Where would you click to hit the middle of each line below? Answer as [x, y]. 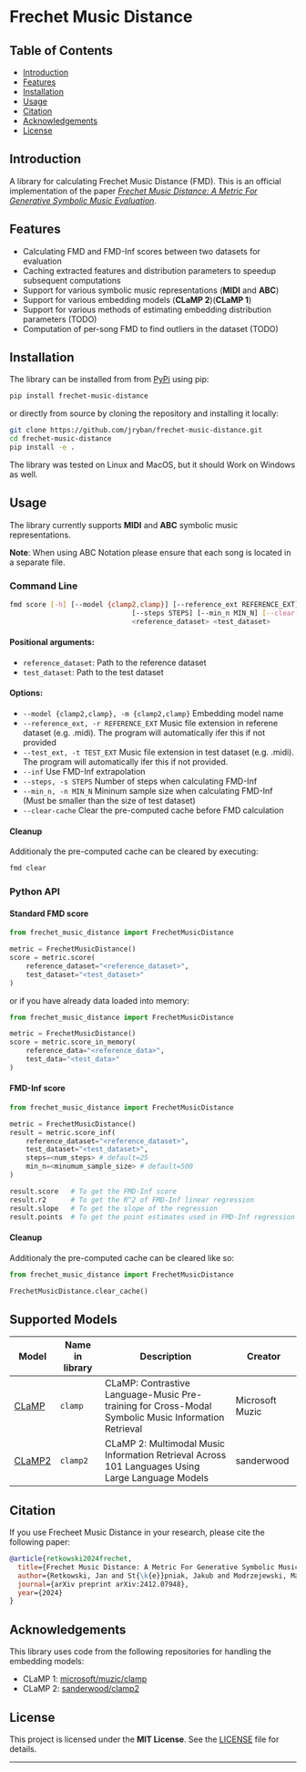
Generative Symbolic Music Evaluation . [83, 200]
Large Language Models [157, 1478]
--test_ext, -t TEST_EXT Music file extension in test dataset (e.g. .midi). [158, 752]
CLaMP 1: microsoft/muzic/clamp [85, 1679]
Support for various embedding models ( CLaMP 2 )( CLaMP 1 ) [137, 299]
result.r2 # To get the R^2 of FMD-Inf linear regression [132, 1200]
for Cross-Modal [176, 1406]
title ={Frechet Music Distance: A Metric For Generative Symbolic [146, 1567]
